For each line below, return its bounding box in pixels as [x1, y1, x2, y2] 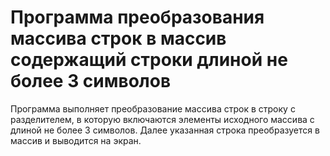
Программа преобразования [10, 6, 265, 29]
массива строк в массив [10, 27, 227, 50]
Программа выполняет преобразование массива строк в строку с [10, 102, 296, 115]
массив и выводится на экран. [10, 134, 142, 146]
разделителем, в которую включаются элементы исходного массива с [10, 113, 315, 125]
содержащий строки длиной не [10, 49, 288, 71]
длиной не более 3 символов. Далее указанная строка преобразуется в [10, 124, 320, 136]
